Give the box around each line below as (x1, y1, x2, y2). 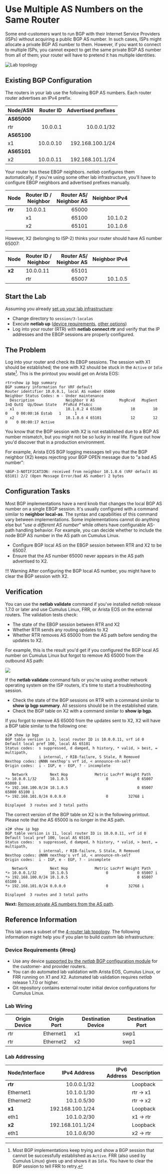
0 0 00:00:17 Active (5, 420, 55, 425)
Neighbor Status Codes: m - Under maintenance (5, 393, 104, 399)
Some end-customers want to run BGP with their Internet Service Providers (5, 31, 160, 37)
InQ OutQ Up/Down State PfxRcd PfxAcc (5, 402, 93, 407)
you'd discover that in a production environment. (5, 439, 105, 445)
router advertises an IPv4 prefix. (5, 95, 71, 101)
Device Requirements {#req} (5, 947, 76, 954)
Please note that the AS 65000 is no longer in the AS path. (5, 817, 125, 823)
